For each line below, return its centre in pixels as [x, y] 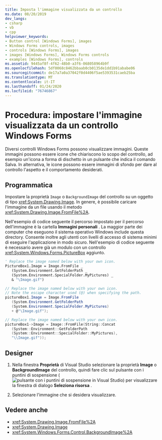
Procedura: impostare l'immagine [74, 115]
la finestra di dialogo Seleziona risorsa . [52, 385]
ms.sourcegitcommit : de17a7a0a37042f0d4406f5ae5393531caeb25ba [70, 73]
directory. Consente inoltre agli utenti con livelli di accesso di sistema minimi [81, 237]
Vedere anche [27, 410]
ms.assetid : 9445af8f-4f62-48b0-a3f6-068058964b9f [57, 64]
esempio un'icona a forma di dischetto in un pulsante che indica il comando [80, 159]
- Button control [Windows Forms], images [48, 41]
